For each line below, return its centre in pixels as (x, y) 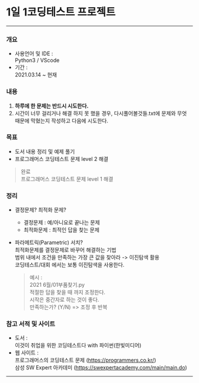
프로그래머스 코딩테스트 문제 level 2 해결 (61, 159)
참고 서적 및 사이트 (31, 324)
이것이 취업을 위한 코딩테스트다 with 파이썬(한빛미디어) (78, 346)
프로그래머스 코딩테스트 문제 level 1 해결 (67, 179)
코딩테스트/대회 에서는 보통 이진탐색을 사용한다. (70, 265)
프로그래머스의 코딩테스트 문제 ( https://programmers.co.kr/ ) (85, 360)
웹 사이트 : (27, 353)
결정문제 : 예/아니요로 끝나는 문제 (62, 223)
